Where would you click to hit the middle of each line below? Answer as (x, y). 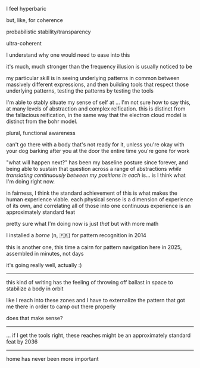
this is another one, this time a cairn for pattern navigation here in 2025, (94, 247)
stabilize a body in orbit (35, 289)
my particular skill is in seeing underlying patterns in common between (93, 78)
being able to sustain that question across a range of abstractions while (94, 169)
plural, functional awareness (41, 133)
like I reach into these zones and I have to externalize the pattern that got (96, 300)
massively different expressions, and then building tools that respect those (98, 84)
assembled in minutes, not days (45, 254)
